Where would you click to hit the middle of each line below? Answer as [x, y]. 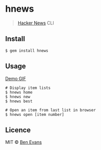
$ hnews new [18, 97]
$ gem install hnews [27, 51]
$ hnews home [19, 92]
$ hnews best [19, 101]
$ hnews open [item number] [35, 114]
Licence [18, 130]
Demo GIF [16, 78]
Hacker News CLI [36, 23]
